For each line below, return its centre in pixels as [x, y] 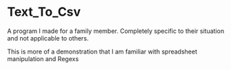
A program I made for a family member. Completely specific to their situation [116, 31]
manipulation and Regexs [43, 58]
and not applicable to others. [48, 38]
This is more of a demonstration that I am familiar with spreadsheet [102, 51]
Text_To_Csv [44, 12]
